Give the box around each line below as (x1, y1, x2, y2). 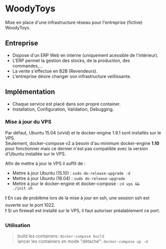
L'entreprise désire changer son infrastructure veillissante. (12, 73, 131, 79)
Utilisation (5, 222, 31, 229)
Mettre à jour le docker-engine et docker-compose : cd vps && (12, 181, 140, 187)
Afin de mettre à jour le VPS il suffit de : (5, 160, 86, 166)
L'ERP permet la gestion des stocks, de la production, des (12, 58, 130, 63)
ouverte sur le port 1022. (5, 202, 55, 208)
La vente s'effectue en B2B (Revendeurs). (12, 68, 98, 74)
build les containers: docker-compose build (17, 233, 105, 239)
